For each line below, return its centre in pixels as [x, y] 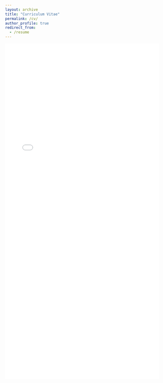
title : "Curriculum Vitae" [32, 14]
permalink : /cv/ [21, 19]
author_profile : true [27, 23]
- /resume [19, 32]
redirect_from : [20, 28]
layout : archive [21, 10]
